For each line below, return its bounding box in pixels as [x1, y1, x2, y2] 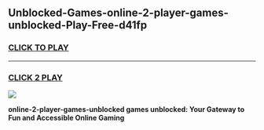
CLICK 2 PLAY [8, 72, 63, 83]
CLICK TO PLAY [8, 43, 69, 54]
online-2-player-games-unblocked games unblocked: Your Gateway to [8, 104, 245, 113]
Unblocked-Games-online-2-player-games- [8, 6, 229, 20]
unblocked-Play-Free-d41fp [8, 19, 148, 32]
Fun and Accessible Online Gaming [8, 113, 125, 122]
